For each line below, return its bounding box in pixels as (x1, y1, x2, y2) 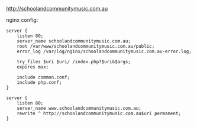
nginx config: (6, 17, 38, 23)
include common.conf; (17, 74, 70, 80)
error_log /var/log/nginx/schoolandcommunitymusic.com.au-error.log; (17, 48, 192, 54)
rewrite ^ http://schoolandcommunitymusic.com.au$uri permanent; (17, 110, 182, 116)
